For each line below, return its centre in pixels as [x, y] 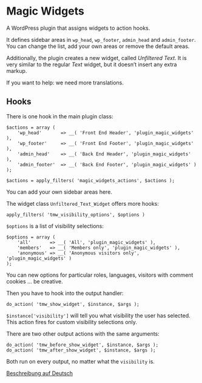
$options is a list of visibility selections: [55, 226]
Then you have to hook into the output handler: [65, 293]
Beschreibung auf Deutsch [40, 373]
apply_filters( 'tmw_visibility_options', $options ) [76, 215]
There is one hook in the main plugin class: [60, 116]
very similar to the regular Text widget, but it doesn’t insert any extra [92, 64]
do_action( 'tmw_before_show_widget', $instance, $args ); [82, 345]
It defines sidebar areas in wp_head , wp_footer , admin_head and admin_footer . [101, 39]
